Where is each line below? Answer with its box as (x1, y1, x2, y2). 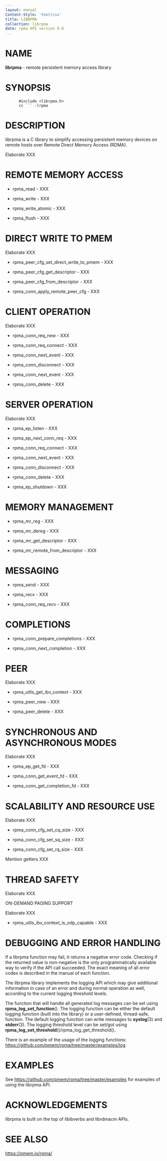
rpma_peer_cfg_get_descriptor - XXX (12, 269, 90, 275)
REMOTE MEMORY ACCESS (5, 169, 123, 181)
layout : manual (5, 7, 37, 13)
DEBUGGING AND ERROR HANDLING (5, 937, 161, 949)
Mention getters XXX (5, 856, 49, 862)
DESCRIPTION (5, 120, 65, 131)
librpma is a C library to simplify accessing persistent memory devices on (5, 136, 157, 142)
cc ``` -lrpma (18, 103, 49, 108)
